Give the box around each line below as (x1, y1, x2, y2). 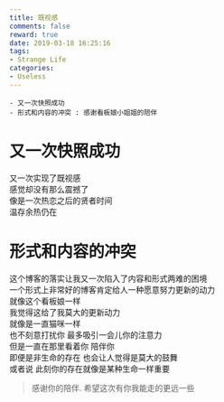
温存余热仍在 (9, 206, 57, 217)
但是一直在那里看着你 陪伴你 (9, 341, 115, 351)
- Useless (9, 72, 47, 81)
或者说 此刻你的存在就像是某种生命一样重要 (9, 363, 170, 374)
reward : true (9, 30, 59, 39)
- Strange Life (9, 55, 67, 64)
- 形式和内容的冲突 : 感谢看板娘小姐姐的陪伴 (9, 108, 158, 117)
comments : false (9, 22, 70, 31)
